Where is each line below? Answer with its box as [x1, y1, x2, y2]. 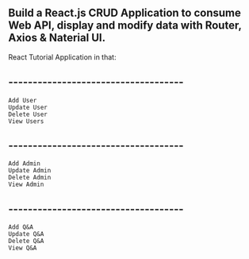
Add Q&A [8, 223, 34, 231]
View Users [8, 117, 44, 126]
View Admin [8, 180, 44, 189]
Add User [8, 96, 37, 104]
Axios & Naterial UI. [8, 31, 105, 44]
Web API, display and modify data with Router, [8, 19, 242, 33]
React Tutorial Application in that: [8, 52, 117, 62]
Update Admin [8, 167, 52, 175]
